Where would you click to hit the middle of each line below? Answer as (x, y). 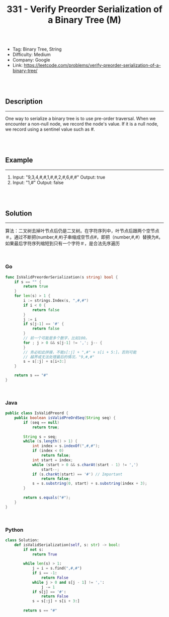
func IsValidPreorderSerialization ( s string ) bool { (62, 277)
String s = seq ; (40, 437)
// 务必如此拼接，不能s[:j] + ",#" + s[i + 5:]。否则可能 (80, 352)
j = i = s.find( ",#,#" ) (57, 569)
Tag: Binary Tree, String (37, 49)
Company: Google (31, 60)
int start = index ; (52, 460)
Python (14, 530)
